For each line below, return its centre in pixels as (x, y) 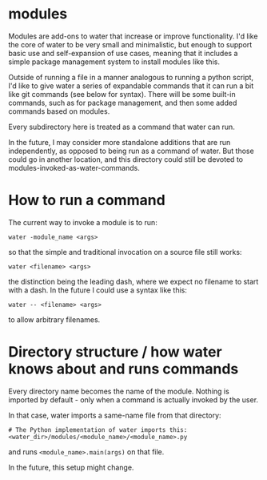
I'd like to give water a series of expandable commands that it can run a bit (131, 86)
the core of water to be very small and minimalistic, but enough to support (130, 44)
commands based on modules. (59, 111)
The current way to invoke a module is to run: (83, 222)
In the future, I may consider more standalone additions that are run (120, 142)
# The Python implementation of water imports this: (98, 430)
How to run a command (87, 200)
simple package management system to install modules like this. (114, 62)
